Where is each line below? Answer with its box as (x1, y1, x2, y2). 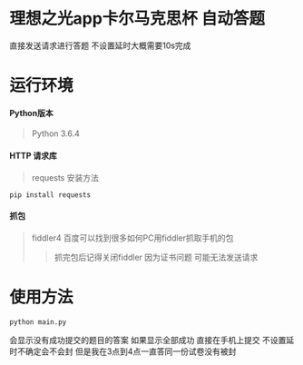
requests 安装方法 (31, 172, 100, 182)
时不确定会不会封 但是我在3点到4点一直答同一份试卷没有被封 (9, 346, 237, 357)
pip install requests (9, 190, 92, 200)
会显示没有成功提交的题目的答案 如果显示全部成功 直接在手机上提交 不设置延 (9, 334, 295, 345)
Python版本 (9, 107, 54, 118)
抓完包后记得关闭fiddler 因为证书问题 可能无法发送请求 (54, 252, 259, 262)
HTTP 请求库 (9, 150, 57, 161)
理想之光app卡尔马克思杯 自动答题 (9, 8, 266, 29)
